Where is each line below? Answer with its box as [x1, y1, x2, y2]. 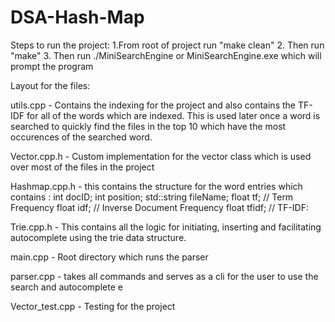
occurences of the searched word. [10, 131, 153, 143]
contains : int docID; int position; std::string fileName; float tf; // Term [10, 191, 294, 203]
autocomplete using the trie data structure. [10, 231, 187, 243]
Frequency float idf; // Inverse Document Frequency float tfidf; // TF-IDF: [10, 201, 310, 213]
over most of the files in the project [10, 161, 155, 173]
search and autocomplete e [10, 281, 123, 293]
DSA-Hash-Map [10, 6, 145, 29]
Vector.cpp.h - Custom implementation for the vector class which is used [10, 150, 312, 162]
